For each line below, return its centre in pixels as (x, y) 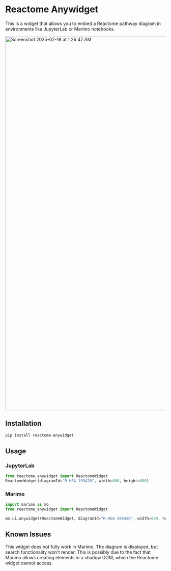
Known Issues (28, 535)
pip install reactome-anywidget (39, 435)
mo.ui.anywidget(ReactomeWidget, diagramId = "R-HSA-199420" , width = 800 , (83, 518)
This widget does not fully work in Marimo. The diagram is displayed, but (82, 547)
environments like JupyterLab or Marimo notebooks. (60, 29)
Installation (23, 423)
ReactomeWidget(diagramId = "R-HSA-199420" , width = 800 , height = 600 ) (77, 481)
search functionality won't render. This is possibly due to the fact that (78, 552)
